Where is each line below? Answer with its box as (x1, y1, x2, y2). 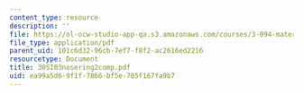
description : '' (9, 21, 70, 30)
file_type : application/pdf (9, 38, 115, 47)
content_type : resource (9, 13, 99, 22)
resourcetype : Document (9, 55, 99, 64)
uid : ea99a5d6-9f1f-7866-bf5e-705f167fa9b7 (9, 72, 176, 81)
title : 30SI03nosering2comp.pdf (9, 64, 131, 73)
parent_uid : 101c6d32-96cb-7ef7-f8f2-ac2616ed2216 (9, 47, 204, 56)
